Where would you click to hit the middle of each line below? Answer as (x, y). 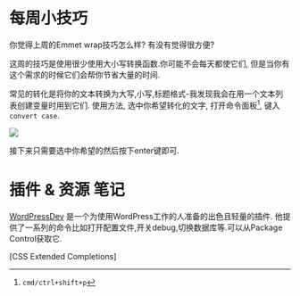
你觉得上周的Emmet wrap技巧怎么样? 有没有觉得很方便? (112, 45)
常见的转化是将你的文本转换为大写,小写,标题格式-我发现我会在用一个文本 (142, 94)
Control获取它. (36, 238)
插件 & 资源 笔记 (67, 189)
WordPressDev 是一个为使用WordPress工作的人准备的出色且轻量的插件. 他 (146, 216)
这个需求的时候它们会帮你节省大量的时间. (85, 74)
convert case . (34, 115)
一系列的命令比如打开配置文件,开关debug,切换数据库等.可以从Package (154, 227)
